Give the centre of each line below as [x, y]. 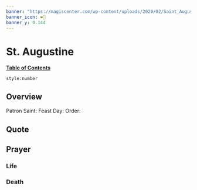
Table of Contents [28, 68]
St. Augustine [40, 51]
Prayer [18, 149]
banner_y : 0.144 [26, 22]
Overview [24, 97]
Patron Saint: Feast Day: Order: [43, 111]
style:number [22, 79]
